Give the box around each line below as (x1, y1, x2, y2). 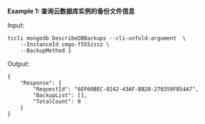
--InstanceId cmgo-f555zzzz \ (20, 41, 110, 48)
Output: (7, 60, 30, 68)
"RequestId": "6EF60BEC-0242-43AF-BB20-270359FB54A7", (33, 86, 199, 93)
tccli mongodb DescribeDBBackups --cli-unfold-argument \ (7, 35, 186, 42)
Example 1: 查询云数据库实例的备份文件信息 (7, 7, 135, 15)
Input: (7, 21, 25, 29)
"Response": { (20, 79, 62, 86)
